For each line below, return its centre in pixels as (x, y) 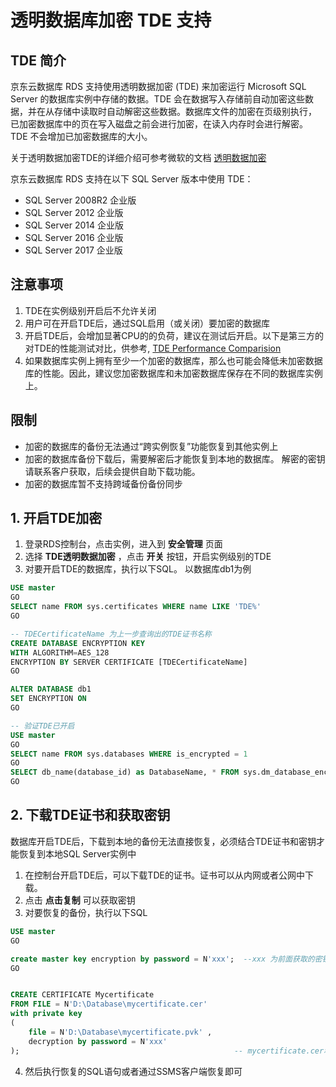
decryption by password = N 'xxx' (98, 1041)
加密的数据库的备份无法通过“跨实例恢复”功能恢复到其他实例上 (151, 446)
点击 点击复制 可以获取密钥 (80, 900)
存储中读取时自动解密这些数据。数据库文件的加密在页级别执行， (185, 111)
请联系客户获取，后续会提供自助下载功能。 (112, 471)
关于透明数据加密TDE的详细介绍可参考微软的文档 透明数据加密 (138, 157)
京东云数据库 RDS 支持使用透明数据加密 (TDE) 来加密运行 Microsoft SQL (158, 86)
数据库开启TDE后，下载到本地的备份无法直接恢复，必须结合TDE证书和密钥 (163, 841)
